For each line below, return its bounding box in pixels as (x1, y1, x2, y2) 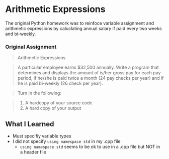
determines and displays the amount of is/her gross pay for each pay (17, 70, 161, 76)
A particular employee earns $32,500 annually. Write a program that (17, 64, 159, 71)
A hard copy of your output (25, 105, 81, 111)
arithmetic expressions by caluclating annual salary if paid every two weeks (5, 25, 162, 31)
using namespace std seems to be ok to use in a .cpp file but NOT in (20, 144, 160, 150)
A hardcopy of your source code (25, 100, 93, 106)
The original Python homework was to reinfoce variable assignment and (5, 20, 154, 26)
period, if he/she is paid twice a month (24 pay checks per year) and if (17, 75, 164, 81)
